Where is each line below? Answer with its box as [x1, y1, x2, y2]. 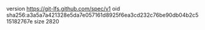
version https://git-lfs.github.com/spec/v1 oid [6, 5, 121, 12]
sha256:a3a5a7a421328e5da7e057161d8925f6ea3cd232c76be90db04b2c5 [6, 11, 199, 19]
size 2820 [34, 18, 59, 25]
